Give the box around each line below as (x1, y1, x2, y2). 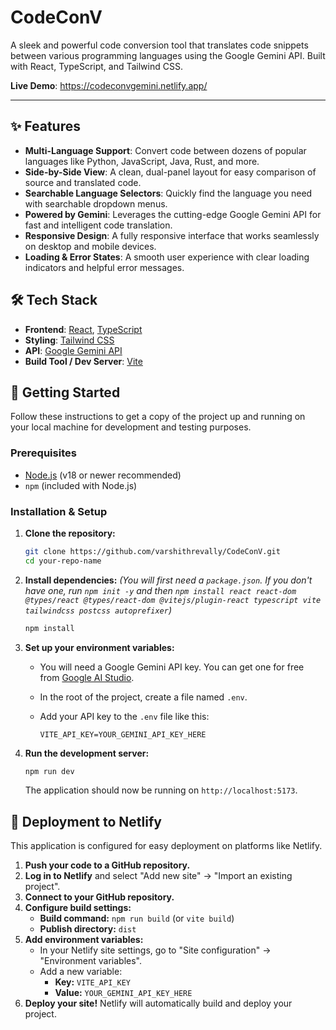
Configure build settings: (24, 902, 132, 914)
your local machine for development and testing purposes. (10, 421, 252, 433)
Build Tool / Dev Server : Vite (24, 355, 143, 367)
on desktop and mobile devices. (24, 240, 157, 252)
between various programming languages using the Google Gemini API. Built (10, 49, 326, 61)
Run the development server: (24, 747, 150, 759)
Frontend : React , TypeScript (24, 323, 143, 335)
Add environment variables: (24, 934, 144, 946)
